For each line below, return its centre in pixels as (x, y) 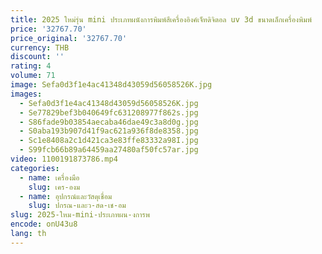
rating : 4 (31, 66)
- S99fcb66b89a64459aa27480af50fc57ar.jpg (109, 150)
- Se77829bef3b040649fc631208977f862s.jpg (109, 112)
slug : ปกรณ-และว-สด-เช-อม (77, 206)
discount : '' (37, 57)
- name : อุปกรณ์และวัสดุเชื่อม (66, 196)
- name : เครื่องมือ (49, 177)
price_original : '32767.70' (69, 38)
